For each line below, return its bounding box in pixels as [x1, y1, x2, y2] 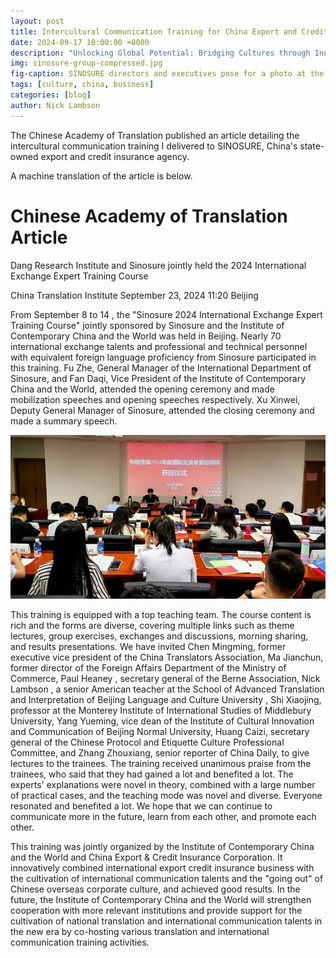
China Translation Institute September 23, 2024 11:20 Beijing [10, 289, 259, 301]
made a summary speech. [10, 415, 118, 427]
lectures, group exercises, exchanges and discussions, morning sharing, [10, 630, 309, 642]
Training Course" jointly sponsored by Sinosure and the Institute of [10, 319, 285, 331]
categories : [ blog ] [10, 90, 92, 100]
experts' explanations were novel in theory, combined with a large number [10, 779, 316, 791]
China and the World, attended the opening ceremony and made [10, 383, 275, 395]
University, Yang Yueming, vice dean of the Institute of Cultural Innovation [10, 715, 315, 727]
